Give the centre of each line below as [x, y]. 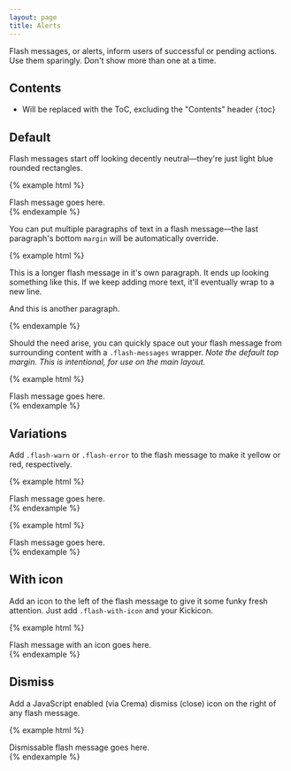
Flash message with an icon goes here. [80, 644]
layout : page [33, 17]
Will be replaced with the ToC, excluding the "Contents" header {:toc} [149, 109]
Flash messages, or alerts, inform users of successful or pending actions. [143, 51]
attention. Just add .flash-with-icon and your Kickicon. [111, 610]
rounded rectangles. [46, 168]
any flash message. [45, 713]
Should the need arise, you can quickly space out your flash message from [146, 343]
